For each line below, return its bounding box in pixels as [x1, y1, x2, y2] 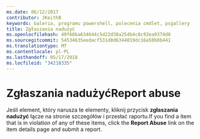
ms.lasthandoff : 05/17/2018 [6, 54, 78, 60]
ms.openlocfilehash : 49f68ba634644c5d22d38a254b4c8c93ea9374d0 [6, 32, 171, 38]
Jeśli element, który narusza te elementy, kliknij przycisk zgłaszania [6, 106, 179, 113]
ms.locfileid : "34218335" [6, 60, 72, 66]
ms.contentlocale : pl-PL [6, 49, 70, 55]
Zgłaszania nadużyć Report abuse [6, 86, 181, 100]
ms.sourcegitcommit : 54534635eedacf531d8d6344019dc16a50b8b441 [6, 37, 171, 43]
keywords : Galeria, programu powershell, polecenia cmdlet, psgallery [6, 20, 190, 26]
